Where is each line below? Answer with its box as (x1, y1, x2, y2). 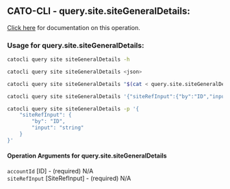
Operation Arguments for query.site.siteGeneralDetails (7, 151, 167, 160)
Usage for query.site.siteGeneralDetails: (7, 40, 144, 50)
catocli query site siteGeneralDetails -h (7, 56, 130, 63)
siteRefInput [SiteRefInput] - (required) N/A (7, 174, 131, 183)
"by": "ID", (31, 118, 66, 125)
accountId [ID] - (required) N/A (7, 167, 94, 175)
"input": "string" (31, 124, 84, 132)
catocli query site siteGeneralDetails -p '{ (7, 105, 139, 112)
